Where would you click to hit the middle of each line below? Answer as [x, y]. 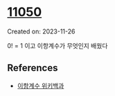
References [33, 68]
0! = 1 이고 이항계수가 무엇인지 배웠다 [57, 45]
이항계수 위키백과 [41, 86]
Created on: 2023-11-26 [41, 31]
